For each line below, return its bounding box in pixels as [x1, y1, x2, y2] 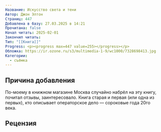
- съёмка [9, 58, 28, 63]
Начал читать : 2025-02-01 [5, 30, 58, 35]
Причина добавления [5, 76, 75, 85]
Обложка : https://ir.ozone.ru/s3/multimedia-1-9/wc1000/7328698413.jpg [5, 48, 156, 53]
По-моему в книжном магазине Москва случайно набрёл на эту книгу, [5, 89, 157, 95]
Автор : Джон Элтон [5, 12, 43, 17]
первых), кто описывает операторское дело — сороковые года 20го [5, 100, 151, 106]
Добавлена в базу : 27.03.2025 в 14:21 [5, 21, 85, 26]
